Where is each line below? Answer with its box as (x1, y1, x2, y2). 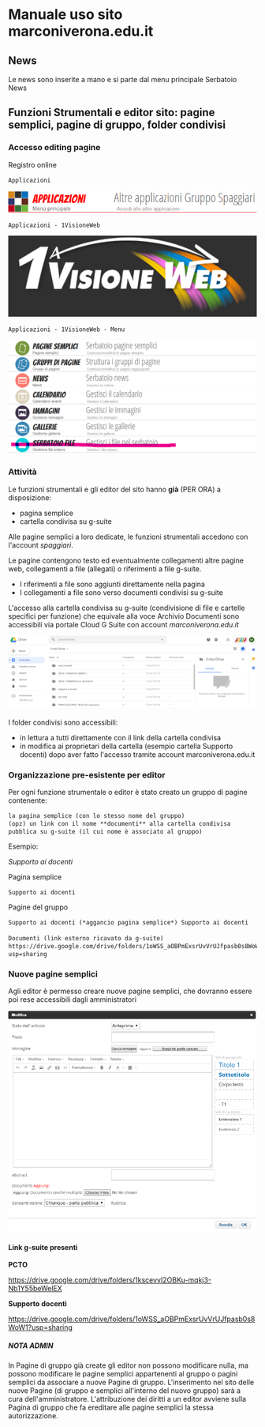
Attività (8, 466, 37, 477)
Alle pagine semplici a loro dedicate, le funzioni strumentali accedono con (8, 532, 248, 541)
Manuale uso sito (8, 6, 123, 24)
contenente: (8, 796, 47, 805)
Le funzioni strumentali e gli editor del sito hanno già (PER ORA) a (8, 484, 221, 494)
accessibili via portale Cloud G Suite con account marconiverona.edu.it (8, 619, 239, 629)
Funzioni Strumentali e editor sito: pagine (8, 106, 215, 119)
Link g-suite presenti (8, 1242, 78, 1252)
